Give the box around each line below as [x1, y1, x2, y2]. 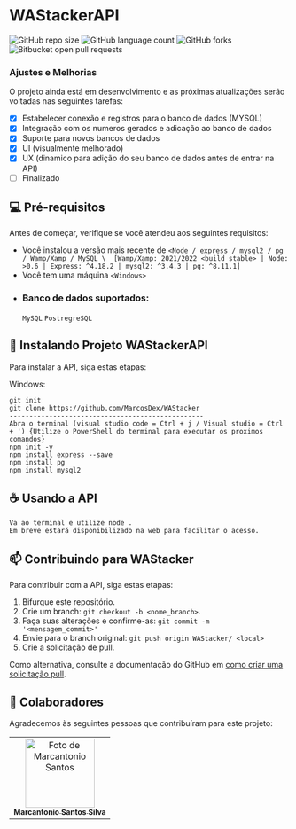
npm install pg [9, 458, 66, 466]
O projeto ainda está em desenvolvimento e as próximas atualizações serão [9, 86, 285, 98]
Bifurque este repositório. [21, 597, 115, 607]
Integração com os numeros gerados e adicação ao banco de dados [21, 123, 272, 134]
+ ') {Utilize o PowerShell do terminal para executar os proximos [9, 426, 264, 435]
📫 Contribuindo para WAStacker [9, 551, 194, 567]
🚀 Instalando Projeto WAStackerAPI [9, 338, 208, 353]
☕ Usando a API [9, 490, 97, 505]
